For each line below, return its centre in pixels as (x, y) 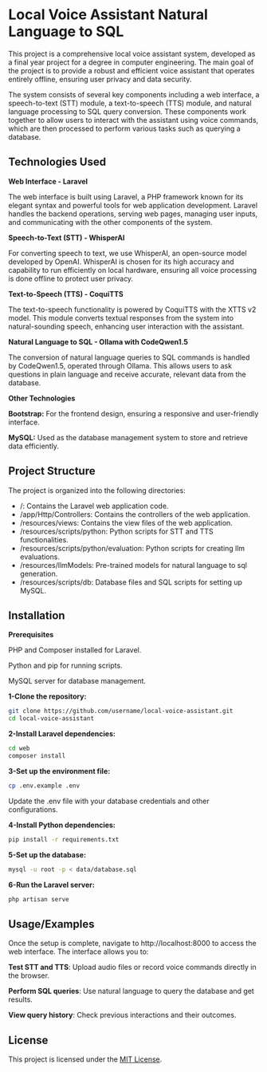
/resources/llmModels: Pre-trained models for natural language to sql (133, 565)
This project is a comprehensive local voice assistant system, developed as (132, 53)
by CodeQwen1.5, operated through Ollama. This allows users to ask (120, 365)
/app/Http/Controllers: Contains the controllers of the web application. (135, 514)
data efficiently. (34, 446)
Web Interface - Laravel (48, 181)
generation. (39, 573)
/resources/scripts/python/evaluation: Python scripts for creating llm (132, 548)
